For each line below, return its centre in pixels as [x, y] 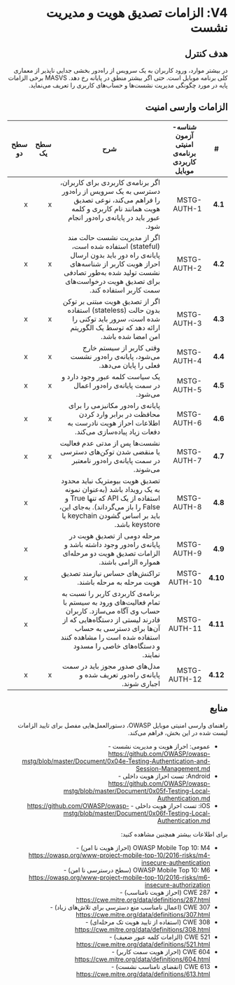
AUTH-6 [187, 423]
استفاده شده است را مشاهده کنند [111, 637]
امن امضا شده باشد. [130, 336]
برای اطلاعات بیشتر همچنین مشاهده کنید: [174, 834]
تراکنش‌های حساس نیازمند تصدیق [111, 573]
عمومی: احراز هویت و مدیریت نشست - [159, 746]
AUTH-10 [185, 582]
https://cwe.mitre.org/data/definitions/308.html [142, 929]
